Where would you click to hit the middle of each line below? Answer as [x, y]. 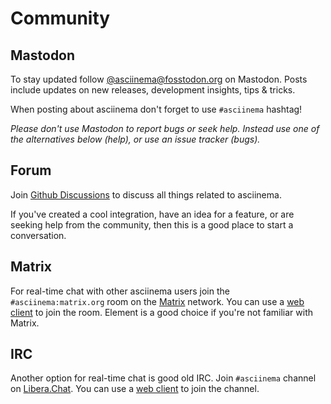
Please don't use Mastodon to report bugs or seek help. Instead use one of [165, 128]
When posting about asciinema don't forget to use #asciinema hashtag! [156, 109]
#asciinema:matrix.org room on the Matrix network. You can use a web [157, 301]
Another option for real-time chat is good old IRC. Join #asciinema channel [163, 378]
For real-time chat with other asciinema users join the [120, 291]
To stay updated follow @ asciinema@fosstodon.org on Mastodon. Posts [159, 79]
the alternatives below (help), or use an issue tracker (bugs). [135, 139]
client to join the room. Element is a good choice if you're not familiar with [161, 312]
